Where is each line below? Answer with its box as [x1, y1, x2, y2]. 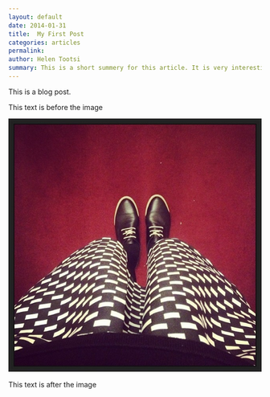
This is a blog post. [8, 87, 72, 96]
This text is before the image [8, 102, 103, 112]
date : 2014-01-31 [8, 21, 67, 30]
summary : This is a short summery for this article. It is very [8, 64, 228, 72]
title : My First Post [8, 30, 84, 38]
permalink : [8, 47, 45, 55]
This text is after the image [8, 379, 97, 389]
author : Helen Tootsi [8, 55, 81, 63]
